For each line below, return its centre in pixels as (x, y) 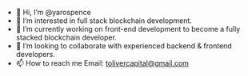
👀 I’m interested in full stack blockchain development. (104, 21)
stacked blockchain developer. (66, 37)
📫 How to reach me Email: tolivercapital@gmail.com (102, 63)
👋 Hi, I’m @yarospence (54, 12)
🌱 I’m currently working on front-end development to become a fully (128, 29)
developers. (36, 54)
